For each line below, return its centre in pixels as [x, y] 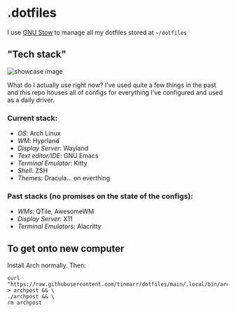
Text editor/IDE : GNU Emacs [58, 156]
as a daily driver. [31, 100]
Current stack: [33, 118]
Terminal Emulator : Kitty [52, 164]
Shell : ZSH [33, 171]
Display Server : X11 [45, 219]
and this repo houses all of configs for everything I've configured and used [115, 92]
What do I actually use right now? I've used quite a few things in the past [112, 85]
